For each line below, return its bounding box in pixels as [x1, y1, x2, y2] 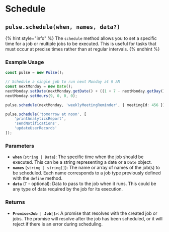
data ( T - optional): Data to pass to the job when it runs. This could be [12, 180, 156, 187]
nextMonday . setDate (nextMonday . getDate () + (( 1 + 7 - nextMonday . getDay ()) [5, 88, 167, 94]
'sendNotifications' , [14, 121, 59, 126]
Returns [5, 199, 25, 206]
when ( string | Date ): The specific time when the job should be [12, 154, 144, 160]
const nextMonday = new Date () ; [5, 84, 73, 89]
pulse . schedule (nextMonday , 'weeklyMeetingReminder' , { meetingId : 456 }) [5, 102, 165, 108]
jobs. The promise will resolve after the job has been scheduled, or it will [12, 215, 162, 221]
